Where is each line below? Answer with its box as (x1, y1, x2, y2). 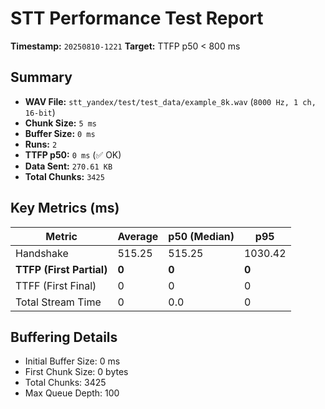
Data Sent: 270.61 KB (24, 160, 113, 172)
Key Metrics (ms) (10, 200, 120, 217)
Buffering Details (10, 328, 118, 346)
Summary (10, 69, 73, 86)
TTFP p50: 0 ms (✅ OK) (24, 148, 122, 161)
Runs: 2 (24, 138, 58, 150)
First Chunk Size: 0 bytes (24, 366, 129, 378)
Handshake (15, 246, 69, 260)
